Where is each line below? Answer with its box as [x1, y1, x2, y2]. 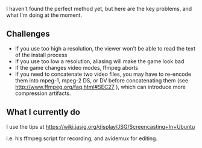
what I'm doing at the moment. [6, 11, 83, 19]
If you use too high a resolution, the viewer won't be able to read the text [14, 45, 196, 52]
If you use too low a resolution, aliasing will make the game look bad [14, 57, 185, 65]
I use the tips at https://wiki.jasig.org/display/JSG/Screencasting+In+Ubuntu [6, 123, 195, 130]
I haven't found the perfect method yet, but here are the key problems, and [6, 5, 192, 12]
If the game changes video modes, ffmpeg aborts [14, 64, 139, 71]
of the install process [14, 51, 68, 58]
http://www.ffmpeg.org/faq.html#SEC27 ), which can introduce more [14, 83, 186, 90]
